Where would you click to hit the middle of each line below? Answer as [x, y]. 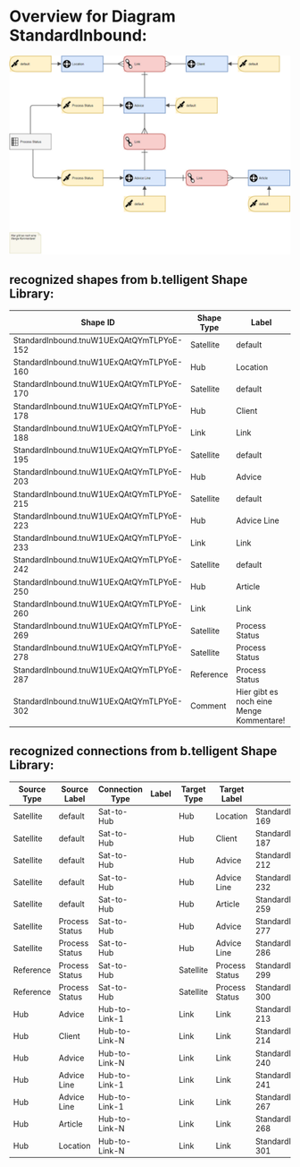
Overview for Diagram [92, 17]
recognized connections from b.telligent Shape [143, 751]
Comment [208, 706]
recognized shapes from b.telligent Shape [129, 279]
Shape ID [98, 322]
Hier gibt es [257, 691]
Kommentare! [261, 720]
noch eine [254, 701]
